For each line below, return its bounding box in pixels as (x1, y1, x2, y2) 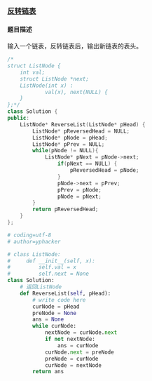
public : (7, 114, 30, 121)
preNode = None (32, 309, 77, 316)
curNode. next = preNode (44, 349, 114, 356)
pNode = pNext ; (57, 193, 102, 200)
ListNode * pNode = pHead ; (32, 134, 109, 141)
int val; (20, 69, 46, 76)
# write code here (32, 296, 86, 303)
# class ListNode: (7, 250, 61, 258)
